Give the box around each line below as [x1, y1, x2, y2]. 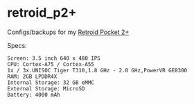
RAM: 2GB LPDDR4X [7, 73, 58, 80]
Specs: [7, 41, 28, 49]
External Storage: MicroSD [7, 85, 85, 92]
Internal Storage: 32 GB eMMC [7, 79, 95, 86]
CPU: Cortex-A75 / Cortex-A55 [7, 60, 95, 67]
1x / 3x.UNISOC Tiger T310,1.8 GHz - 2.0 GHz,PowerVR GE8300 [7, 67, 188, 74]
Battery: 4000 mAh [7, 91, 60, 98]
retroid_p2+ [7, 5, 77, 21]
